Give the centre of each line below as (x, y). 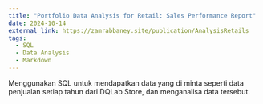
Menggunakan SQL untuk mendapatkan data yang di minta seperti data (126, 83)
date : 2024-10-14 (37, 23)
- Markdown (34, 61)
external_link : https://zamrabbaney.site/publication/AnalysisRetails (129, 30)
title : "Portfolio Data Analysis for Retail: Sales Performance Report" (132, 16)
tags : (17, 38)
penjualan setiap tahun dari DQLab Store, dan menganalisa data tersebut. (129, 91)
